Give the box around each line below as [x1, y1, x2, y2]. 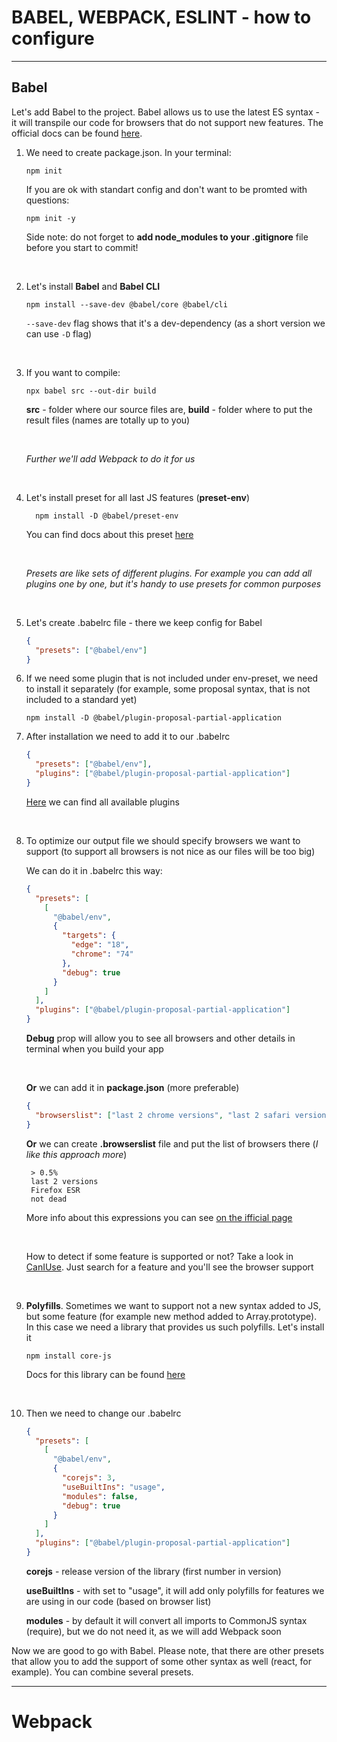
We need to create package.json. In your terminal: [25, 146, 232, 158]
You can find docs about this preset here [25, 528, 194, 540]
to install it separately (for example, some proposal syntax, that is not [25, 683, 311, 695]
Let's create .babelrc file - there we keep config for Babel [25, 616, 263, 628]
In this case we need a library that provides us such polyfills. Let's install [25, 1321, 325, 1333]
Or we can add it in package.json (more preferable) [25, 1082, 240, 1093]
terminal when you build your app [25, 1043, 164, 1055]
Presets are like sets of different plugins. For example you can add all [25, 567, 313, 579]
